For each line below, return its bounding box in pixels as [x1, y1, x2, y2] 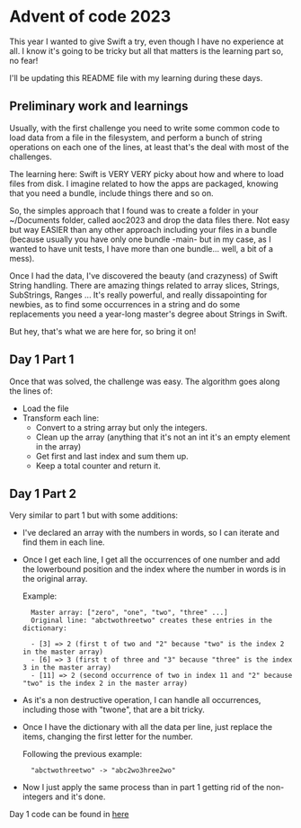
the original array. [22, 574, 88, 584]
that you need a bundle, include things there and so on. [9, 187, 214, 199]
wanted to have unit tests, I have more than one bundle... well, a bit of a [9, 243, 274, 254]
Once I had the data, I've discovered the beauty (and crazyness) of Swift [9, 270, 279, 280]
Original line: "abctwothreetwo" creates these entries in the [31, 616, 272, 626]
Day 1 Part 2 [9, 485, 77, 501]
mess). [9, 253, 35, 263]
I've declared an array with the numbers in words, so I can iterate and [22, 528, 280, 539]
